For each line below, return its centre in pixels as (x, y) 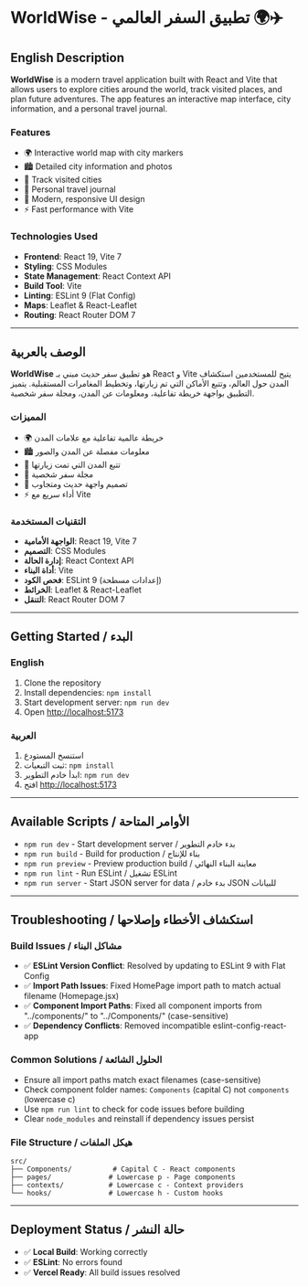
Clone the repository (62, 683)
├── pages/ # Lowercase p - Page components (123, 1177)
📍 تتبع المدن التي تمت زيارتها (72, 464)
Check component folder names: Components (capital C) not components (156, 1090)
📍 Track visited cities (63, 180)
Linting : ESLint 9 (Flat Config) (80, 295)
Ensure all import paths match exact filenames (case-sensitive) (142, 1080)
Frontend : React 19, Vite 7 (73, 256)
